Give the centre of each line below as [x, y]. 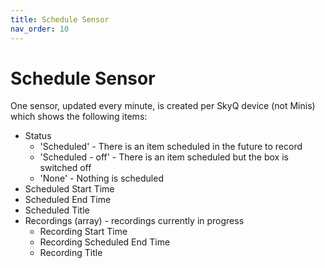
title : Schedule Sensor [60, 19]
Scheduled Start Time [69, 189]
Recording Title [71, 253]
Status [38, 136]
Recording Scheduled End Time [105, 242]
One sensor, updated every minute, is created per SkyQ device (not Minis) [163, 106]
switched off [65, 168]
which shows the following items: [79, 117]
